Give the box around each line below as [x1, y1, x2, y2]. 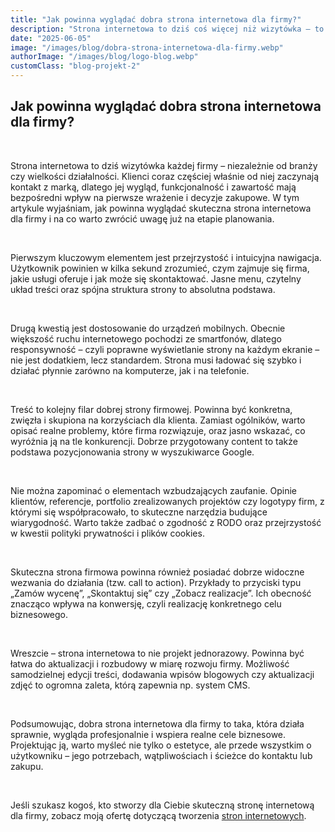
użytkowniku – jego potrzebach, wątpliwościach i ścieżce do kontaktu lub [10, 749, 313, 761]
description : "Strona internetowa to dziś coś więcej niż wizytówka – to [10, 24, 325, 34]
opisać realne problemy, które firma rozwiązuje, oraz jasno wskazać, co [10, 424, 306, 436]
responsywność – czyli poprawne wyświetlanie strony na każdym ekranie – [10, 343, 320, 355]
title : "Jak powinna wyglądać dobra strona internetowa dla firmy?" [10, 14, 302, 25]
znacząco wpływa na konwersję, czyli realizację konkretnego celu [10, 597, 282, 610]
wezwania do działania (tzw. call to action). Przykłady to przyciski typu [10, 576, 302, 588]
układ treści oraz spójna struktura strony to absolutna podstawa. [10, 283, 276, 295]
